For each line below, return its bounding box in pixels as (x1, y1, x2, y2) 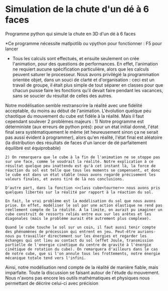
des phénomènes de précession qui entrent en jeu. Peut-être (5, 229, 136, 234)
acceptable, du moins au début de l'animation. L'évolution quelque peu (5, 108, 151, 114)
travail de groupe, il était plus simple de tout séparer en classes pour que (12, 82, 163, 88)
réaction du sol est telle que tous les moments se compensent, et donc (5, 168, 160, 173)
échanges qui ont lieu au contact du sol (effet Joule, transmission (5, 238, 154, 243)
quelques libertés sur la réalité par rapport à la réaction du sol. (5, 189, 154, 195)
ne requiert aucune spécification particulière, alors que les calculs (12, 66, 149, 72)
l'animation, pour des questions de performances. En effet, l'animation (12, 61, 158, 67)
